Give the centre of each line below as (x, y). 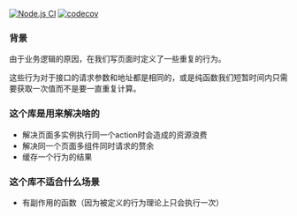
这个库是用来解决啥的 (54, 114)
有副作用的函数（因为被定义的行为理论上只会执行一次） (122, 202)
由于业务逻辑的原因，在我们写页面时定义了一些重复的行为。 (118, 59)
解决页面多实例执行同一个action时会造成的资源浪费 (114, 134)
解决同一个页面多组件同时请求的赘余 (88, 145)
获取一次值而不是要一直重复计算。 (79, 89)
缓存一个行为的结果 (57, 156)
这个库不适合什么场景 (54, 182)
